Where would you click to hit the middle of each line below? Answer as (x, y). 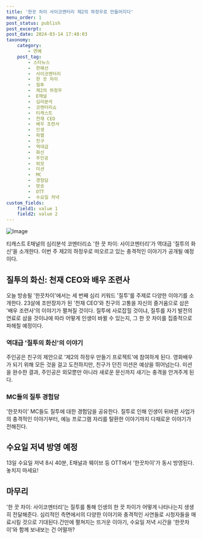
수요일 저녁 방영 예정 (42, 447)
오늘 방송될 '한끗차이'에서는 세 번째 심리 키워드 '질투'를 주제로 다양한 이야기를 (97, 295)
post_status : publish (33, 23)
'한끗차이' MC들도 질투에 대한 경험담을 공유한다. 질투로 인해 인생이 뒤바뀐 (93, 411)
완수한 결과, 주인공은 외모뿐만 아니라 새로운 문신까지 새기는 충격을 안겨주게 (100, 372)
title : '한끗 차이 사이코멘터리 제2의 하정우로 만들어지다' (70, 12)
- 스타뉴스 (39, 62)
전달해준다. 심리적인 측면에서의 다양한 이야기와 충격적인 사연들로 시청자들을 (101, 515)
